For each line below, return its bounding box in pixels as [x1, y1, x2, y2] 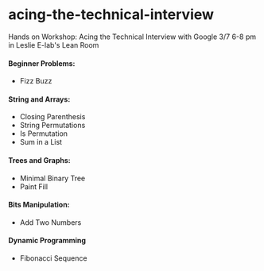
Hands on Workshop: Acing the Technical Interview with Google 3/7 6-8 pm [8, 32, 257, 41]
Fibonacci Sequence [19, 253, 87, 263]
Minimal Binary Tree [19, 173, 86, 183]
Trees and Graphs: [8, 155, 71, 165]
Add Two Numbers [19, 217, 82, 227]
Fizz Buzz [19, 76, 52, 86]
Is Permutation [19, 129, 68, 138]
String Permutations [19, 121, 86, 130]
